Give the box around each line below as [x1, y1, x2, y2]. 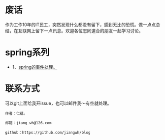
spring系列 [5, 47, 50, 58]
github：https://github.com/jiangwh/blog [5, 130, 91, 135]
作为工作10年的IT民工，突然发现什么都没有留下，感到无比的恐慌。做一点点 [5, 22, 156, 28]
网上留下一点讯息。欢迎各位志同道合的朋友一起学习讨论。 [26, 28, 143, 33]
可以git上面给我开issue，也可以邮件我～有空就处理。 [5, 100, 112, 106]
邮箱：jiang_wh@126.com [5, 120, 52, 125]
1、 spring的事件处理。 [12, 64, 58, 70]
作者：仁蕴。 [5, 111, 28, 116]
